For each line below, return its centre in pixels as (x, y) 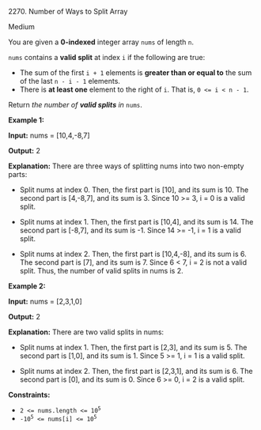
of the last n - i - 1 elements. (70, 81)
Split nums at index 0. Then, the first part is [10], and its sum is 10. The (134, 190)
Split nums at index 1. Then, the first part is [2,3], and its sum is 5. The (133, 347)
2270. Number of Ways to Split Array (68, 11)
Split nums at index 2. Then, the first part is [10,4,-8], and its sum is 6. (133, 254)
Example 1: (26, 120)
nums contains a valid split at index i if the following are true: (107, 57)
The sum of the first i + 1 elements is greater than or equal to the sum (136, 73)
